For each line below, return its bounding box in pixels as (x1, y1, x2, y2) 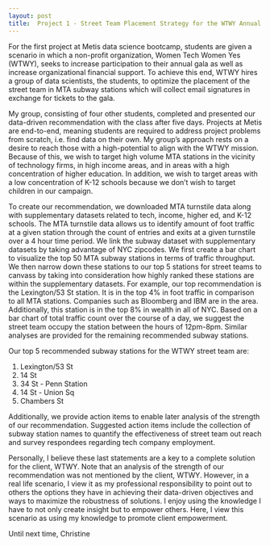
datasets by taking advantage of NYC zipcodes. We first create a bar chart (8, 244, 256, 254)
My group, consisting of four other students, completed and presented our (8, 108, 255, 118)
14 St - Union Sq (19, 387, 75, 397)
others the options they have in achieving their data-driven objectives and (8, 487, 254, 497)
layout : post (8, 11, 52, 20)
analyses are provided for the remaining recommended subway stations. (8, 330, 249, 340)
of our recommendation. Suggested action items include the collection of (8, 420, 251, 430)
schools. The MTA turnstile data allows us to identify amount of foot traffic (8, 219, 255, 229)
